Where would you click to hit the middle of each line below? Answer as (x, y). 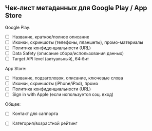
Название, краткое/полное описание (51, 37)
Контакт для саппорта (35, 113)
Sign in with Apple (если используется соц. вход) (63, 94)
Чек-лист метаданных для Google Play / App (76, 8)
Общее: (13, 104)
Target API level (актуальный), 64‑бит (50, 59)
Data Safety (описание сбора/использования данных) (68, 53)
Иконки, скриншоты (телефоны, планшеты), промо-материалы (77, 42)
